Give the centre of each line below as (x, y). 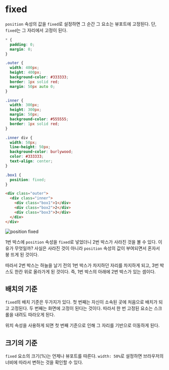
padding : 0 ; (22, 44)
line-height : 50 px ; (30, 147)
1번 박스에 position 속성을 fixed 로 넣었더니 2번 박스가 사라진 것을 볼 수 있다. (81, 242)
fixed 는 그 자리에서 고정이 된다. (37, 30)
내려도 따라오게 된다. (35, 315)
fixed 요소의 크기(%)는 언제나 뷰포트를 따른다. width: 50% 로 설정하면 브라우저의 (84, 356)
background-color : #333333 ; (39, 77)
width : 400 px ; (24, 68)
